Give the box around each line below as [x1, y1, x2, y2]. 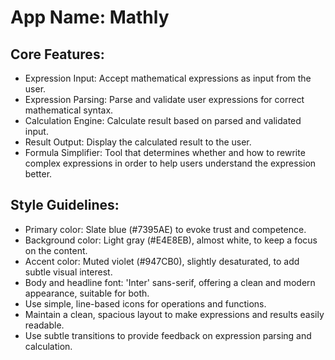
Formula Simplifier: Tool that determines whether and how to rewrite [24, 147, 306, 158]
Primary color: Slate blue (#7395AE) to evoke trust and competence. [24, 223, 307, 235]
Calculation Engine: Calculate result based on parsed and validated [24, 115, 302, 126]
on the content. [24, 244, 88, 256]
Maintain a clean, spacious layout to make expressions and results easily [24, 308, 325, 320]
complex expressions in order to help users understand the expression [24, 157, 317, 169]
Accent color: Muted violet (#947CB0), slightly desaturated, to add [24, 255, 300, 267]
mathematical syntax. [24, 104, 114, 116]
